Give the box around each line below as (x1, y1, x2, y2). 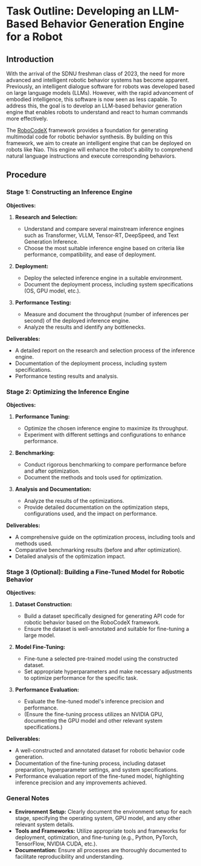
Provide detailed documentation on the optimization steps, (24, 503, 170, 511)
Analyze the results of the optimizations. (24, 497, 125, 504)
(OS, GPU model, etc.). (24, 287, 81, 294)
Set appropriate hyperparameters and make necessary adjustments (24, 668, 193, 675)
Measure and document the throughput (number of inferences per (24, 310, 189, 318)
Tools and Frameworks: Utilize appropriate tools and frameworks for (14, 827, 187, 835)
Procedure (6, 170, 47, 180)
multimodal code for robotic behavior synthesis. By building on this (6, 133, 173, 140)
